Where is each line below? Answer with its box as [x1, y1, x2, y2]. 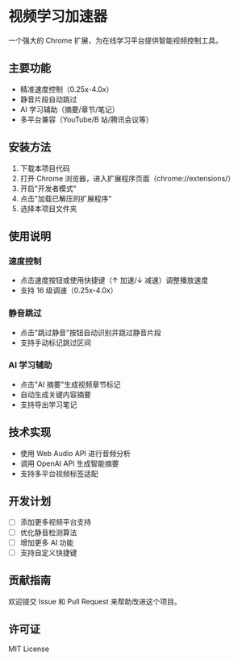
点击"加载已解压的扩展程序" [19, 193, 112, 203]
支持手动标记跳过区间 [19, 338, 91, 347]
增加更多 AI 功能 [19, 538, 74, 547]
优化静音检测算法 [19, 527, 77, 537]
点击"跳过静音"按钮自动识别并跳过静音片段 [19, 327, 161, 337]
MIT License [8, 644, 50, 654]
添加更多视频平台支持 [19, 517, 91, 527]
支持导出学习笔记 [19, 400, 77, 409]
